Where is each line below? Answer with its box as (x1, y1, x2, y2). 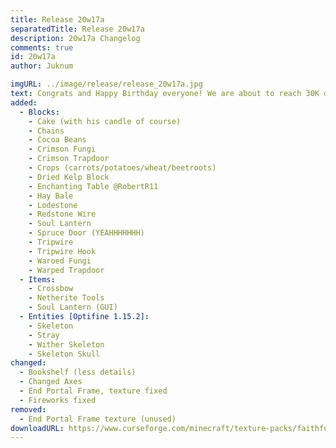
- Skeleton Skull (28, 349, 101, 359)
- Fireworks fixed (19, 395, 97, 405)
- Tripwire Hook (28, 246, 97, 256)
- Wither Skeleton (28, 339, 105, 350)
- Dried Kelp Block (28, 172, 110, 182)
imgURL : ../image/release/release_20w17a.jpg (10, 79, 203, 90)
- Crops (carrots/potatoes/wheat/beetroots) (28, 163, 217, 173)
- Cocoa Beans (28, 135, 87, 145)
